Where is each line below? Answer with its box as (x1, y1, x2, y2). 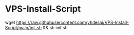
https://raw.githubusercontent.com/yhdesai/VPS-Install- (16, 19, 129, 25)
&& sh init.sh (43, 24, 68, 30)
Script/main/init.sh (5, 24, 42, 30)
